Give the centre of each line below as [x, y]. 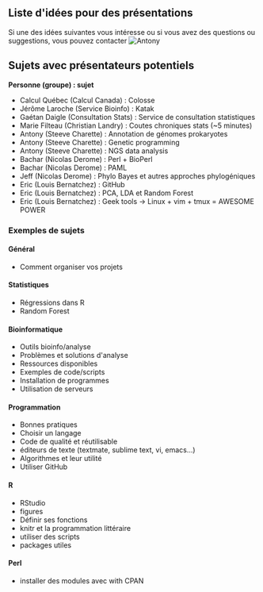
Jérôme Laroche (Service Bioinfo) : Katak [87, 108]
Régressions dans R [52, 302]
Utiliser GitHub [44, 467]
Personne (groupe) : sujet [51, 85]
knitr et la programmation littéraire [75, 528]
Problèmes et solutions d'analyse [74, 356]
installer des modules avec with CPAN [82, 580]
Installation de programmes [64, 381]
